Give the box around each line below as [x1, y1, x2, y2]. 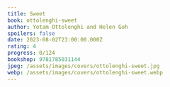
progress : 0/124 [7, 50, 55, 57]
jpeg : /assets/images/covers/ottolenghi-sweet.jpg [7, 62, 160, 69]
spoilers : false [7, 29, 55, 37]
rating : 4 [7, 43, 37, 50]
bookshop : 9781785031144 [7, 56, 81, 63]
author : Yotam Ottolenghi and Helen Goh [7, 23, 129, 30]
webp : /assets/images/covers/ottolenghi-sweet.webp [7, 69, 163, 76]
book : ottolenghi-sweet [7, 17, 78, 24]
